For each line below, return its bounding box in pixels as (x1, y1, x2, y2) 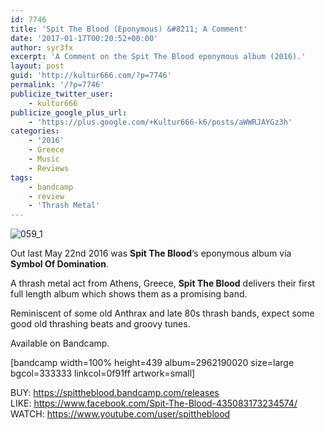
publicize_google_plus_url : (10, 107, 128, 118)
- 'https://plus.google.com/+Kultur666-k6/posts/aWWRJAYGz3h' (28, 117, 293, 127)
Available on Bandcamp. (10, 337, 110, 350)
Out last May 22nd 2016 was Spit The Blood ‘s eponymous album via (10, 247, 292, 260)
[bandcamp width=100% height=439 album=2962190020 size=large (10, 357, 295, 369)
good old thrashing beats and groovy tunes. (10, 318, 191, 330)
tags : (10, 172, 33, 183)
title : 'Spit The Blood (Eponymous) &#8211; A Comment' (10, 24, 248, 34)
